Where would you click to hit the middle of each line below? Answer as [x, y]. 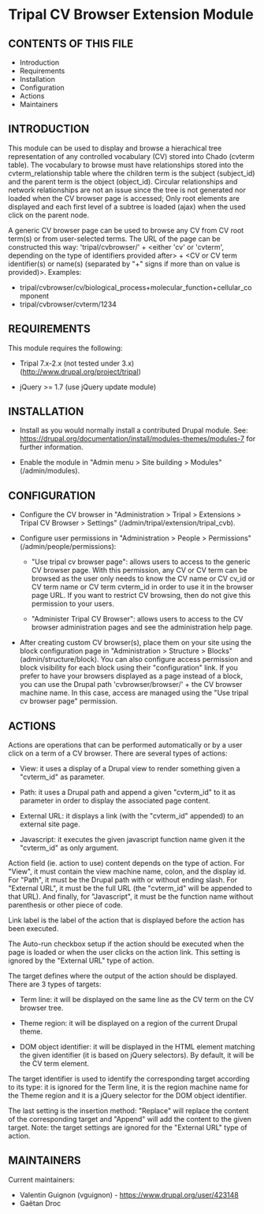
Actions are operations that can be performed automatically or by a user [125, 745]
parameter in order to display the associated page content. [115, 800]
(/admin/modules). [50, 471]
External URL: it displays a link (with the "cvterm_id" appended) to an [132, 816]
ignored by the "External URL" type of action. [81, 961]
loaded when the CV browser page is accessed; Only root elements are [124, 198]
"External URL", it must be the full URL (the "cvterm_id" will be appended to [130, 889]
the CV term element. [54, 1064]
